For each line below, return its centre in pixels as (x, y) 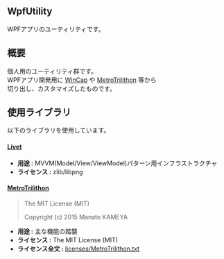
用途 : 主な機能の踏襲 (47, 231)
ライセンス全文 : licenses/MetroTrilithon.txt (78, 249)
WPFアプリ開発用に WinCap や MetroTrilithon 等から (82, 80)
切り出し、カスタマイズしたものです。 (62, 88)
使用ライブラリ (39, 113)
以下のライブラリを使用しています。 (59, 131)
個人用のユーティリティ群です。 (52, 71)
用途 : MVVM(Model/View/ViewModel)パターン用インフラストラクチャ (117, 163)
